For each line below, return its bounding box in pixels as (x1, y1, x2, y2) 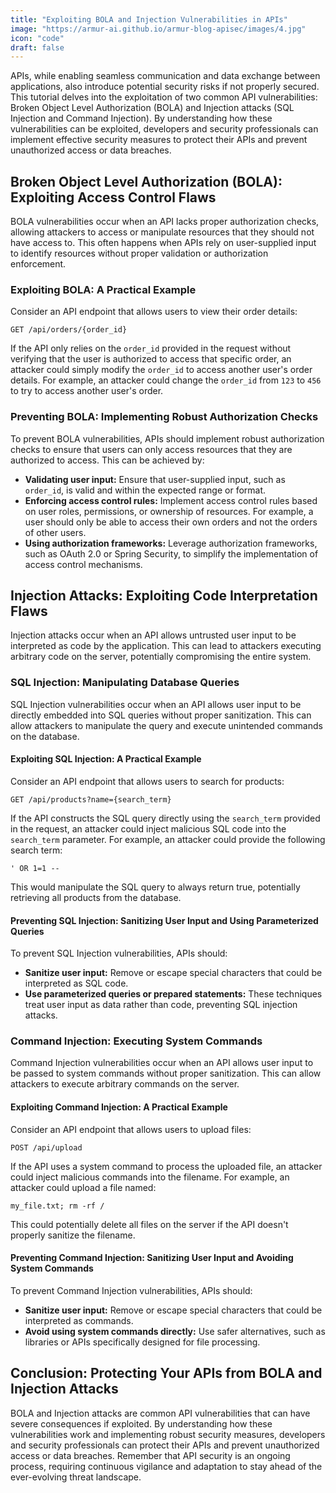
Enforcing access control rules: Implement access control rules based (24, 494, 318, 506)
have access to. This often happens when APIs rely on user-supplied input (10, 237, 317, 249)
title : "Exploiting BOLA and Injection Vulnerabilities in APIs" (10, 14, 288, 25)
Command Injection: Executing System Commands (10, 1034, 263, 1048)
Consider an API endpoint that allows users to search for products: (10, 775, 285, 787)
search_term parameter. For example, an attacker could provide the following (10, 833, 326, 845)
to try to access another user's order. (10, 385, 164, 397)
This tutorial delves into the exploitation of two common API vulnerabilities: (10, 91, 318, 103)
